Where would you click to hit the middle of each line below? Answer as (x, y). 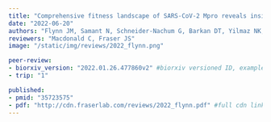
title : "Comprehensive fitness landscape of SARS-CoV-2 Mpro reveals (128, 16)
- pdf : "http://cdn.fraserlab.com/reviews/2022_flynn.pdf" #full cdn (128, 105)
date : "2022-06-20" (41, 23)
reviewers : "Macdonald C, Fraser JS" (72, 38)
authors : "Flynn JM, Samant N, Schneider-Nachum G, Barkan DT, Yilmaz (129, 31)
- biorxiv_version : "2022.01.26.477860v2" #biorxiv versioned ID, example (137, 68)
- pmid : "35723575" (41, 98)
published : (27, 90)
